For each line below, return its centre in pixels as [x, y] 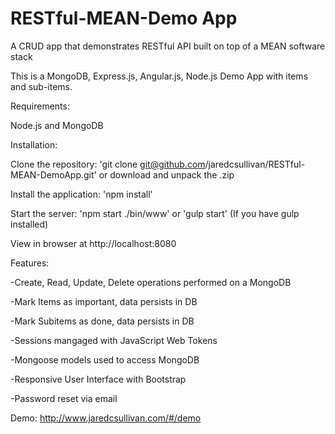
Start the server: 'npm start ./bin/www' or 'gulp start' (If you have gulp [155, 213]
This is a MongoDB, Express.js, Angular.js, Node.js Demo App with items [159, 76]
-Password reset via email [64, 398]
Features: [30, 263]
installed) [29, 224]
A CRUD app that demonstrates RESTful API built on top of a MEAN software [168, 46]
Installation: [34, 144]
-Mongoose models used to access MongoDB [105, 359]
